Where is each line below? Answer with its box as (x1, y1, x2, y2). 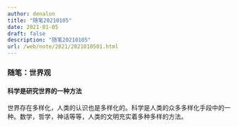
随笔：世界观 (7, 68, 52, 78)
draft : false (7, 30, 46, 37)
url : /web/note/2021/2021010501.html (7, 43, 119, 50)
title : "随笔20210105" (7, 17, 72, 24)
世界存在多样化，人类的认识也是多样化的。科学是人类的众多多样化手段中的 (7, 104, 225, 112)
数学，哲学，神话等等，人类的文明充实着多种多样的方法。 (19, 112, 188, 121)
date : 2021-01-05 (7, 23, 59, 30)
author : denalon (7, 10, 55, 18)
